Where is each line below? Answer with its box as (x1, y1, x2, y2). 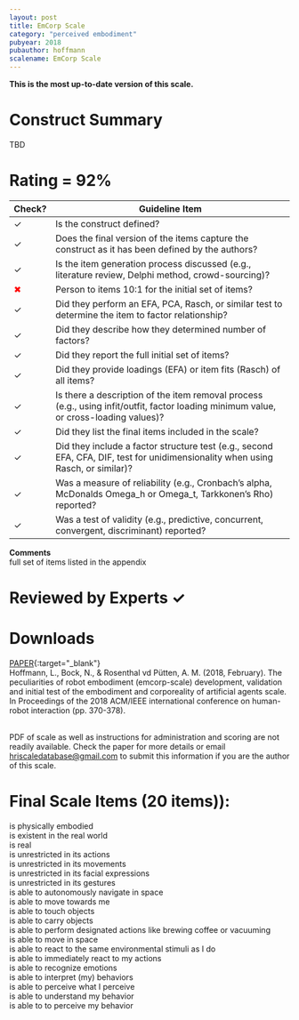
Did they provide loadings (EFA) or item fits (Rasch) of (54, 363, 281, 375)
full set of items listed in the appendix (9, 557, 147, 567)
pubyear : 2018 (9, 37, 62, 47)
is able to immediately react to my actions (9, 952, 162, 963)
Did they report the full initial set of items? (54, 349, 230, 361)
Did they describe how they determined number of (54, 323, 267, 335)
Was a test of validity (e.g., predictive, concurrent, (54, 513, 264, 526)
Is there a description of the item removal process (54, 389, 263, 401)
